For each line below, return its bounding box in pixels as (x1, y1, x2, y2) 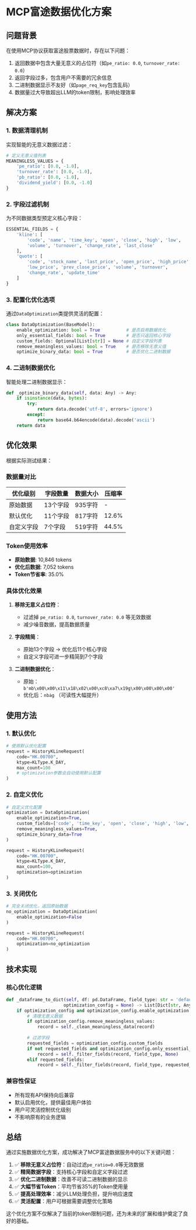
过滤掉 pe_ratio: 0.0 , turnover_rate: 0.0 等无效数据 (23, 614, 152, 621)
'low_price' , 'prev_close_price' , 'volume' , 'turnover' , (27, 264, 168, 270)
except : (27, 412, 45, 418)
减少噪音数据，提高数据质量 (23, 621, 90, 628)
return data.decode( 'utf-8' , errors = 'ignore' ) (37, 406, 153, 413)
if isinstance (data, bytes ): (16, 396, 87, 401)
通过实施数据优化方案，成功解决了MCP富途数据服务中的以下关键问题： (6, 1149, 176, 1156)
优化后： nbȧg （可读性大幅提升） (23, 692, 102, 699)
